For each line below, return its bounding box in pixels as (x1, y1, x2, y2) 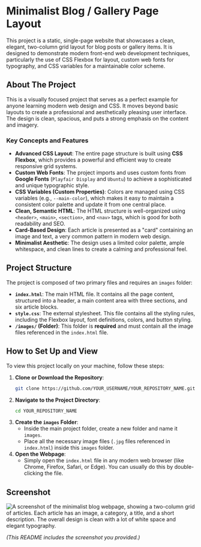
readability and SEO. (14, 220, 65, 228)
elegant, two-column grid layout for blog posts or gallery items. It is (6, 43, 173, 50)
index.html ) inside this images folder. (23, 444, 115, 452)
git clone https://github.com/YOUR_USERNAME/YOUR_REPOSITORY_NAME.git (14, 385, 196, 391)
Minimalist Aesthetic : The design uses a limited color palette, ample (14, 239, 185, 247)
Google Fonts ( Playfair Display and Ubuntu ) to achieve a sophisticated (14, 175, 192, 183)
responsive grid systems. (14, 163, 77, 170)
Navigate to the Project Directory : (14, 396, 101, 403)
